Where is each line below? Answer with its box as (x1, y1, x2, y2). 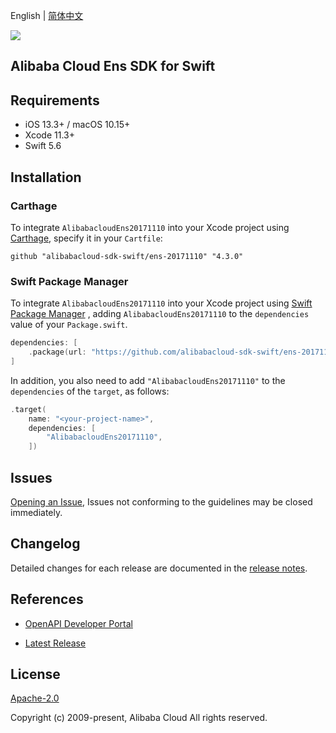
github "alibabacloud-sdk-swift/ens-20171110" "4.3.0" (10, 251, 244, 261)
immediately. (10, 507, 63, 518)
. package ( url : (28, 347, 87, 358)
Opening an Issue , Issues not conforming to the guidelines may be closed (10, 496, 313, 508)
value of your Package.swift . (10, 319, 128, 331)
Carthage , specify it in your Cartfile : (10, 232, 163, 244)
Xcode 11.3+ (24, 129, 75, 141)
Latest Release (24, 637, 87, 649)
